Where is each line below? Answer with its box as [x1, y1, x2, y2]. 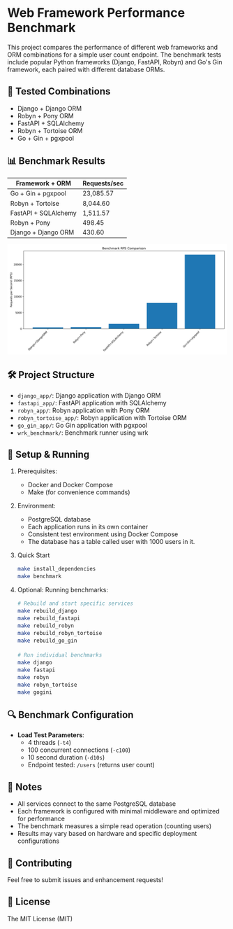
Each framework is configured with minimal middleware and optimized [17, 807, 220, 816]
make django [17, 659, 52, 666]
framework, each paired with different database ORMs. [7, 65, 165, 74]
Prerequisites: [17, 467, 58, 475]
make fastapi [17, 666, 56, 673]
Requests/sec [82, 179, 124, 188]
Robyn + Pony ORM [17, 111, 75, 120]
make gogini [17, 688, 52, 696]
